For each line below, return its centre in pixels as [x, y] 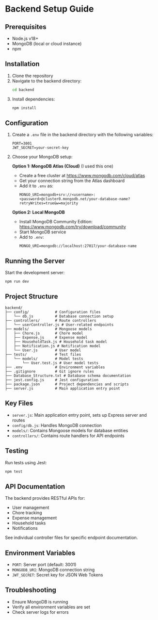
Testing [17, 451]
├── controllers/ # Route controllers [51, 320]
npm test [14, 472]
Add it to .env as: [36, 186]
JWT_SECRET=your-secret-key [40, 148]
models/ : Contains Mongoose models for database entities [70, 430]
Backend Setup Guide [49, 9]
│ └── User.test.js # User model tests [52, 363]
